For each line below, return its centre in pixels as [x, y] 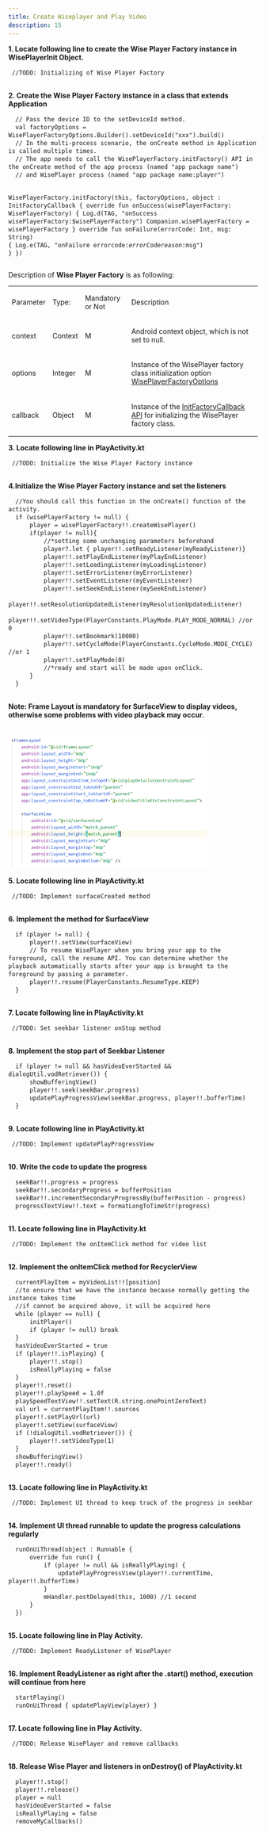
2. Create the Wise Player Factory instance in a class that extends [118, 95]
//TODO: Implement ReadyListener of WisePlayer [91, 1651]
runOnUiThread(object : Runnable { [74, 1550]
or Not [95, 306]
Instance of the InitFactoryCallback [188, 406]
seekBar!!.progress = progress [67, 1182]
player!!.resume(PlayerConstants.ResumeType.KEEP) [114, 982]
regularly [24, 1534]
